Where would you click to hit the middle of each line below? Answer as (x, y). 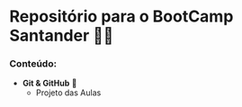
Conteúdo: (33, 64)
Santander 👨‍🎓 (62, 36)
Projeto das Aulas (68, 93)
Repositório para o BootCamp (121, 17)
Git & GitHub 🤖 (49, 84)
